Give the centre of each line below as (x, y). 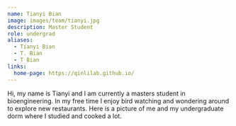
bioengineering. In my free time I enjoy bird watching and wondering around (118, 101)
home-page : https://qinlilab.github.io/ (74, 73)
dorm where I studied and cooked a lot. (64, 116)
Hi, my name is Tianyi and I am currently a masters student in (96, 93)
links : (17, 67)
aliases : (20, 40)
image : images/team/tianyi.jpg (54, 21)
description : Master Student (50, 27)
